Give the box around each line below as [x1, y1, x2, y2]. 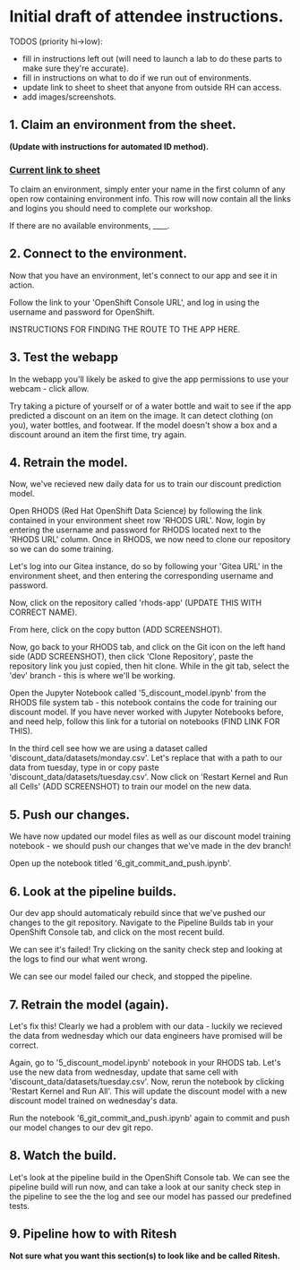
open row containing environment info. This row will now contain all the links [9, 194, 291, 204]
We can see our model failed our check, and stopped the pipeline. [9, 971, 253, 982]
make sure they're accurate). [21, 63, 130, 73]
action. [9, 280, 35, 290]
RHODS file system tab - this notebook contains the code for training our [9, 697, 278, 708]
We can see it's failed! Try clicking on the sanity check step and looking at [9, 944, 283, 955]
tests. [9, 1200, 30, 1211]
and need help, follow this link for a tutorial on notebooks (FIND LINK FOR [9, 716, 280, 727]
